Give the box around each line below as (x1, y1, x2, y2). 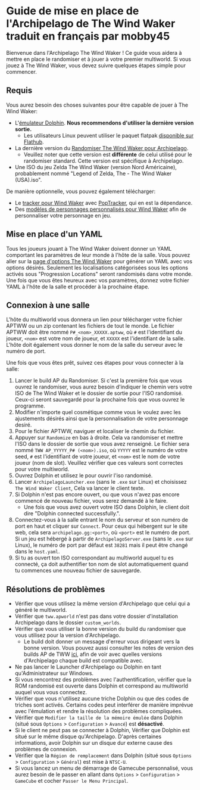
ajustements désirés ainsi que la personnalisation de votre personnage (14, 415, 189, 422)
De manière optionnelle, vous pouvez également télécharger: (6, 188, 156, 195)
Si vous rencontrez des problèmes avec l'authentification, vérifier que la (14, 676, 192, 683)
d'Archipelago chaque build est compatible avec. (23, 657, 144, 664)
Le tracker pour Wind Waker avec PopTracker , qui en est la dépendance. (14, 199, 193, 206)
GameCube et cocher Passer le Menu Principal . (14, 777, 129, 785)
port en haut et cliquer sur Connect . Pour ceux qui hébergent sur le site (14, 522, 188, 530)
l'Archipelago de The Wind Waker (6, 17, 176, 30)
